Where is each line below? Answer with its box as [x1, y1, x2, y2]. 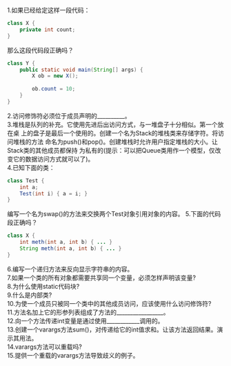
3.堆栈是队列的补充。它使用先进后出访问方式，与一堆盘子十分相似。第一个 [7, 120, 219, 128]
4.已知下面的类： [7, 163, 55, 171]
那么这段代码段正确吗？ [7, 46, 74, 54]
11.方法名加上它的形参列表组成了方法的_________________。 [7, 308, 170, 316]
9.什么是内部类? [7, 291, 52, 299]
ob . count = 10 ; [32, 86, 76, 93]
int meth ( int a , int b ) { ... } [19, 239, 112, 246]
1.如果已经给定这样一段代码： [7, 6, 90, 14]
